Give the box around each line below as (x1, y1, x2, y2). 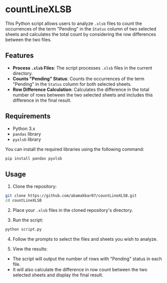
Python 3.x (12, 125, 35, 132)
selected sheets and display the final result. (12, 272, 104, 278)
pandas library (12, 131, 41, 137)
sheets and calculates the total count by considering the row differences (5, 31, 156, 37)
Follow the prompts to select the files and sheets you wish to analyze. (12, 236, 158, 242)
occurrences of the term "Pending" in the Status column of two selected (5, 25, 157, 32)
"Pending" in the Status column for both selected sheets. (12, 81, 132, 87)
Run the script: (12, 217, 44, 223)
